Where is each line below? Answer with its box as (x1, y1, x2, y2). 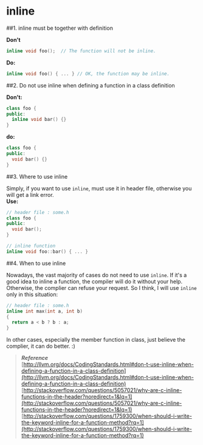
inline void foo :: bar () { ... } (6, 248, 88, 255)
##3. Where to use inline (6, 173, 68, 180)
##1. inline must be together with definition (6, 24, 114, 32)
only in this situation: (6, 291, 58, 298)
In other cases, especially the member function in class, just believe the (6, 336, 185, 343)
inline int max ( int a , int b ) (6, 308, 83, 314)
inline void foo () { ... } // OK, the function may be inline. (6, 71, 170, 77)
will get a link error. (6, 191, 54, 198)
